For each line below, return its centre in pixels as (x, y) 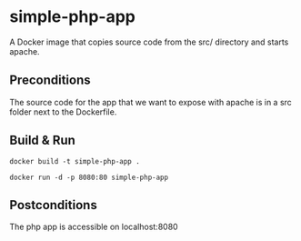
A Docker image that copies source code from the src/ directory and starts (149, 42)
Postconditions (53, 205)
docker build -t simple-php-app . (75, 161)
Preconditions (50, 80)
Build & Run (42, 141)
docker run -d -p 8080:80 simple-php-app (89, 177)
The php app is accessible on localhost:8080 (94, 227)
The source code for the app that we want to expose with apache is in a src (151, 102)
